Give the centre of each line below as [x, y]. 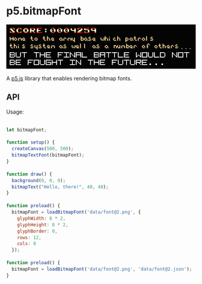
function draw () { [29, 174]
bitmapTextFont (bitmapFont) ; [48, 155]
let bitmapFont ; [26, 130]
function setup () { [31, 142]
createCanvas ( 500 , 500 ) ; [43, 149]
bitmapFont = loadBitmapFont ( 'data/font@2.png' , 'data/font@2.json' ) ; [102, 269]
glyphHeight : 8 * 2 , [43, 225]
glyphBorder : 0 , [38, 231]
